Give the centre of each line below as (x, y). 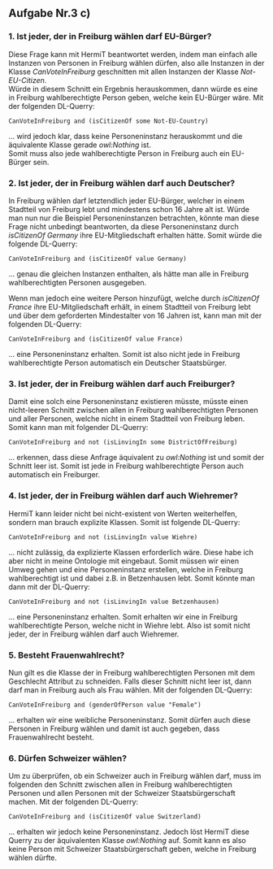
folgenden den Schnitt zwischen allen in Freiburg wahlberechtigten (121, 784)
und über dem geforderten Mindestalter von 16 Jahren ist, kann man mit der (135, 315)
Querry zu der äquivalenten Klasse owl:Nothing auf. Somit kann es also (127, 841)
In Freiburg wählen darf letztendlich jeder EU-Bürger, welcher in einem (127, 200)
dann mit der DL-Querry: (50, 587)
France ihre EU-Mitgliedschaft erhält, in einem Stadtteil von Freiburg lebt (130, 306)
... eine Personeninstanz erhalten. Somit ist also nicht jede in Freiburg (124, 354)
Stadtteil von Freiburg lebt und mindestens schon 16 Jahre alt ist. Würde (129, 209)
